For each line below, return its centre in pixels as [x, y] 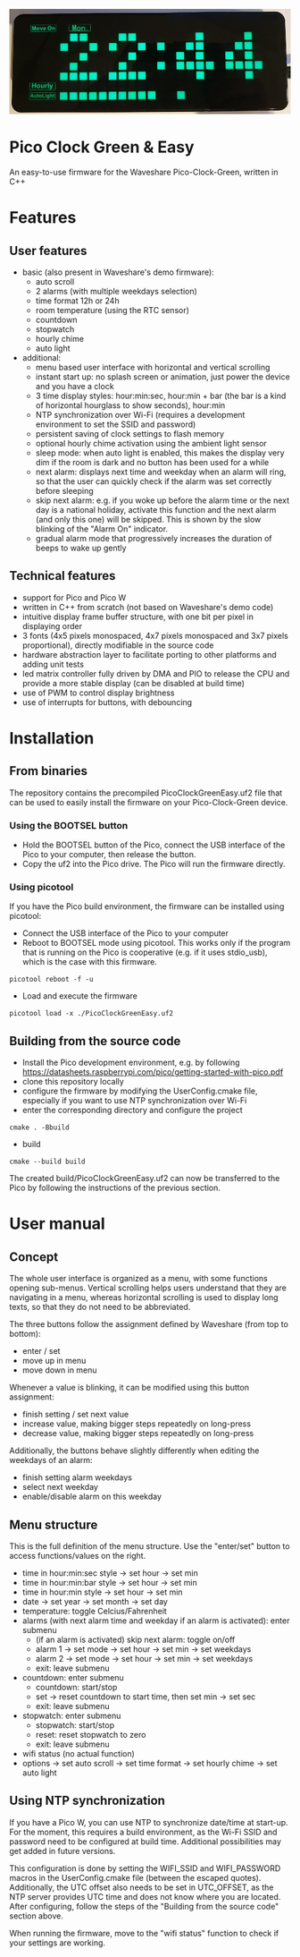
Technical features [62, 576]
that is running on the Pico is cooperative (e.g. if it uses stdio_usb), [145, 952]
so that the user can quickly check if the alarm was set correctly [154, 481]
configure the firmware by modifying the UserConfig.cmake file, [140, 1091]
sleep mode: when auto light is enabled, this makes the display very [160, 453]
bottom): [25, 1334]
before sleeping [64, 491]
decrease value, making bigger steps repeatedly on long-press [138, 1434]
